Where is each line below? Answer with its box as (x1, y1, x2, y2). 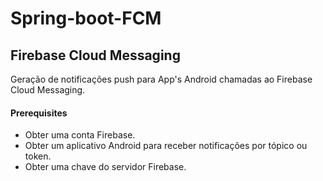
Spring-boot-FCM (10, 7, 162, 30)
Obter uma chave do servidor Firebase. (24, 161, 187, 173)
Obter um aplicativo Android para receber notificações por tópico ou (24, 140, 308, 152)
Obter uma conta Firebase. (24, 129, 136, 141)
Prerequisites (10, 107, 68, 119)
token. (24, 150, 52, 162)
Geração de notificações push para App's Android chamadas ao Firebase (10, 73, 313, 85)
